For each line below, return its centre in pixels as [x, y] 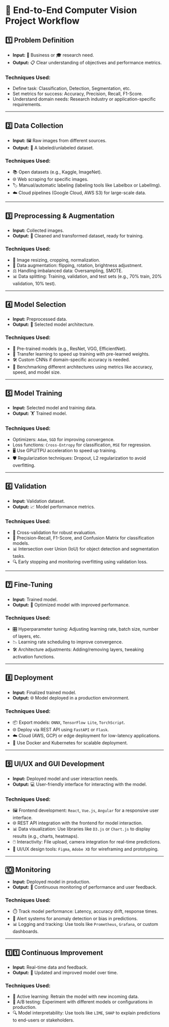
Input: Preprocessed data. [40, 319]
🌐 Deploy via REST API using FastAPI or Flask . [61, 730]
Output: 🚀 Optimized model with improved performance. [71, 605]
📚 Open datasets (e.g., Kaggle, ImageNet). [57, 172]
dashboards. [25, 931]
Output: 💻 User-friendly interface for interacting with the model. [80, 784]
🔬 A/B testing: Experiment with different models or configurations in [82, 1002]
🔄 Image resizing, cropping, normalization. [56, 260]
